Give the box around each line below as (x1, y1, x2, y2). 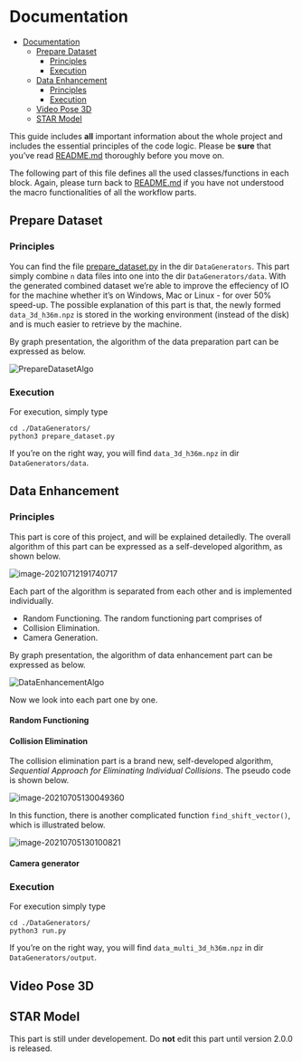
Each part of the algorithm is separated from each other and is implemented (9, 586, 292, 597)
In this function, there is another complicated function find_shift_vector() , (9, 810, 291, 821)
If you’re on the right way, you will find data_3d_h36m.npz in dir (9, 447, 240, 458)
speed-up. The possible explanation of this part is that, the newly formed (9, 299, 281, 310)
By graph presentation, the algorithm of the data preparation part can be (9, 336, 279, 347)
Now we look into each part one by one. (9, 694, 158, 705)
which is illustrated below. (9, 819, 106, 830)
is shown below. (9, 775, 70, 786)
